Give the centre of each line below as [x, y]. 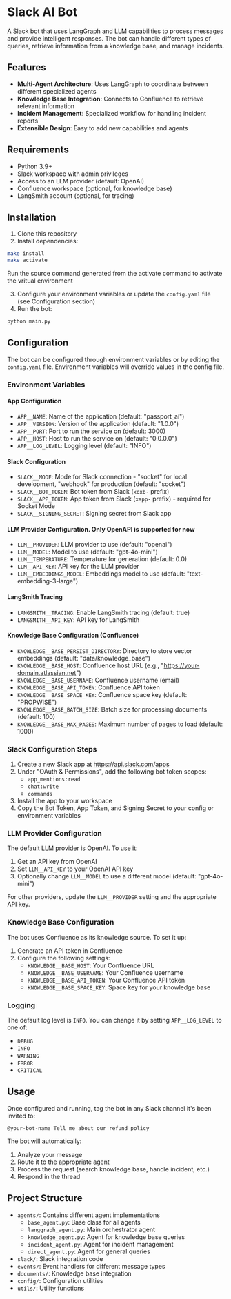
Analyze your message [50, 1154]
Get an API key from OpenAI [57, 862]
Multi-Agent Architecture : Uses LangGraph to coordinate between [112, 84]
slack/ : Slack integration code [60, 1258]
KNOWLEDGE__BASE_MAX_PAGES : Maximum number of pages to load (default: [120, 724]
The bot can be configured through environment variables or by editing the [113, 359]
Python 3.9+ [35, 166]
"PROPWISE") [37, 702]
